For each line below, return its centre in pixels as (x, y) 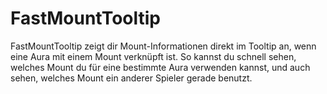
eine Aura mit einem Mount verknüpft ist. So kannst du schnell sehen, (153, 56)
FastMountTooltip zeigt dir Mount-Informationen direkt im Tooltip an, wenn (163, 46)
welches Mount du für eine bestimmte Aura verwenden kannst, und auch (160, 67)
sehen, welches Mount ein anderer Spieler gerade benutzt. (131, 78)
